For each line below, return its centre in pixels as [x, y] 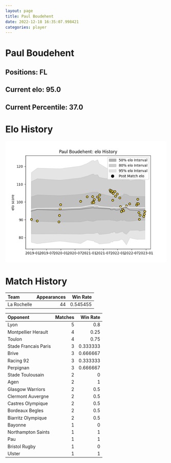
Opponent [18, 317]
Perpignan [18, 367]
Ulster [14, 453]
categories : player [26, 27]
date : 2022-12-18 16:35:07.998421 [42, 22]
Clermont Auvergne [28, 396]
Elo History [29, 129]
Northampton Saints [29, 432]
